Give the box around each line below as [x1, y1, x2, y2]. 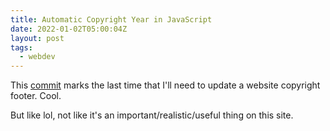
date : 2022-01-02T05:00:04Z [10, 24, 128, 34]
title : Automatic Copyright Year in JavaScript [10, 14, 213, 25]
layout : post [10, 33, 65, 43]
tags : [10, 42, 33, 53]
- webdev [19, 52, 56, 62]
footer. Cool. [10, 90, 62, 102]
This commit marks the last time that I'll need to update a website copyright [10, 79, 321, 91]
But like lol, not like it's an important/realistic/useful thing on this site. [10, 109, 294, 121]
